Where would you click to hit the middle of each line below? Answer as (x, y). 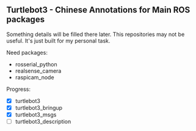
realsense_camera (38, 71)
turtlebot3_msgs (36, 115)
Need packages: (27, 52)
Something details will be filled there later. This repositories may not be (96, 34)
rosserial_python (36, 64)
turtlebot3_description (43, 122)
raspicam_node (34, 77)
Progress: (18, 89)
